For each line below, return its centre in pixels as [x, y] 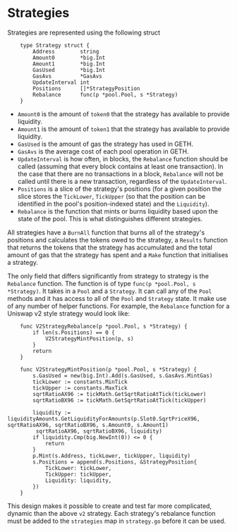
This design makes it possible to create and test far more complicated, [110, 506]
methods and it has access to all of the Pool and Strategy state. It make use [117, 298]
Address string [66, 51]
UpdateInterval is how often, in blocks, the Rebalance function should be [123, 159]
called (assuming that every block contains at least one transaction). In [120, 166]
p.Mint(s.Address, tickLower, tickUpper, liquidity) [112, 456]
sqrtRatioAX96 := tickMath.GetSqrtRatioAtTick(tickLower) [120, 394]
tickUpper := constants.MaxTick [80, 388]
